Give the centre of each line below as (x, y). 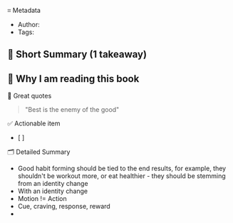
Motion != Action (42, 199)
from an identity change (53, 184)
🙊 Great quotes (30, 96)
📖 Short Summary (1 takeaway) (77, 55)
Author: (29, 25)
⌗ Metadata (24, 10)
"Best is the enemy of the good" (72, 110)
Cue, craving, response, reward (64, 207)
